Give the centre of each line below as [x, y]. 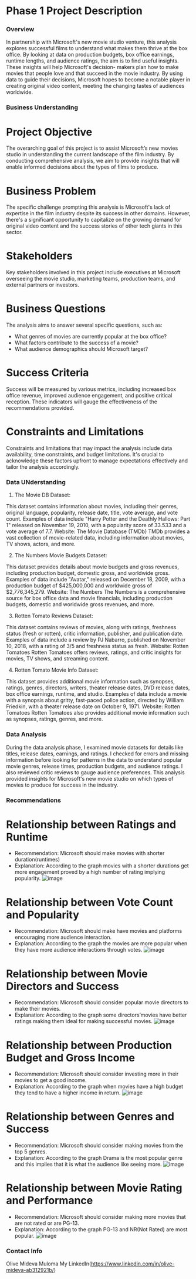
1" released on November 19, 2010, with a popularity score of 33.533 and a [96, 525]
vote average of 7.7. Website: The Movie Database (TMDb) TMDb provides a [98, 531]
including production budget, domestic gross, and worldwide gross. [88, 573]
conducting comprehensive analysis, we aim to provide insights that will [93, 161]
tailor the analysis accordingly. [43, 467]
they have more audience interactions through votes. [78, 950]
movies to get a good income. [50, 1080]
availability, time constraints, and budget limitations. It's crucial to [85, 455]
